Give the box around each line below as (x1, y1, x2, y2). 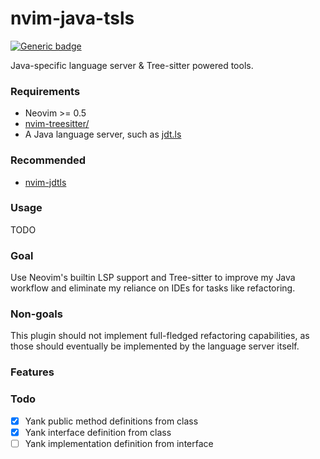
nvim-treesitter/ (24, 118, 90, 130)
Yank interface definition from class (24, 426, 172, 438)
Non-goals (10, 307, 63, 321)
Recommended (10, 153, 87, 167)
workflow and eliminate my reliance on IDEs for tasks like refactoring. (10, 282, 296, 294)
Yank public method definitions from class (24, 415, 199, 427)
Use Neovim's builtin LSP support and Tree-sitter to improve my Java (10, 272, 296, 284)
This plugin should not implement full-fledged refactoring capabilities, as (10, 330, 310, 342)
